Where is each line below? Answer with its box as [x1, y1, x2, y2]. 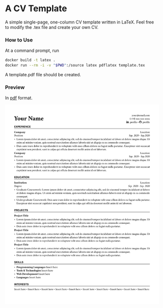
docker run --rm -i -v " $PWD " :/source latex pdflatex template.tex [5, 63, 145, 68]
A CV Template [5, 3, 67, 14]
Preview [5, 84, 25, 90]
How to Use [5, 36, 33, 43]
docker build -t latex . [5, 58, 56, 63]
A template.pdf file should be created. [5, 71, 81, 77]
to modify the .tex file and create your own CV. [5, 24, 99, 30]
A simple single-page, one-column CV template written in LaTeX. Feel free [5, 19, 154, 25]
